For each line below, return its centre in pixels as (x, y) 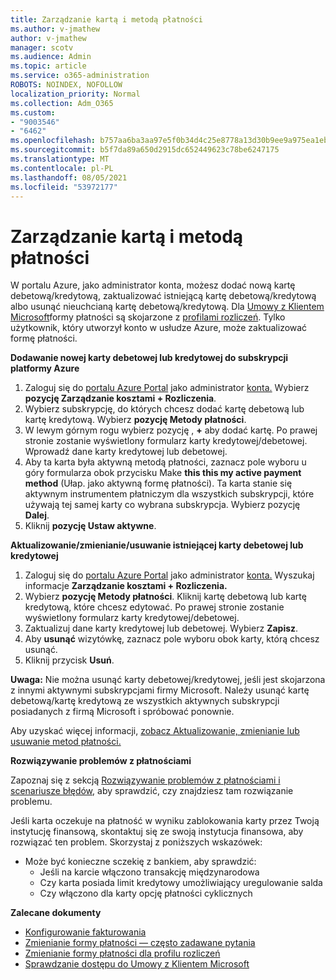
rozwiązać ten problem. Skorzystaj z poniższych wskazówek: (136, 842)
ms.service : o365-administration (80, 76)
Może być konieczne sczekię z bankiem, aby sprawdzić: (140, 862)
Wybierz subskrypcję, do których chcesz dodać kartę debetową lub (164, 409)
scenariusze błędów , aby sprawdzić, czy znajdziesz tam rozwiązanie (152, 791)
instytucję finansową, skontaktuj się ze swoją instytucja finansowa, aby (157, 832)
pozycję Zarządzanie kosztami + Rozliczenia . (120, 398)
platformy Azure (45, 368)
